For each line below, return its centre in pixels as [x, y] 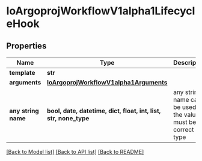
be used [185, 107]
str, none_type [68, 118]
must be [185, 122]
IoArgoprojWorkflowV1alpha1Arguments [107, 82]
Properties [26, 46]
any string [24, 111]
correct [184, 130]
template [22, 73]
